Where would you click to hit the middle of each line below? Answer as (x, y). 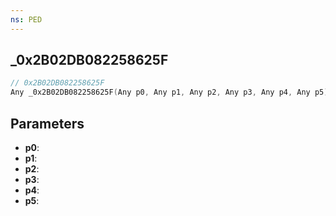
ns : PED (26, 19)
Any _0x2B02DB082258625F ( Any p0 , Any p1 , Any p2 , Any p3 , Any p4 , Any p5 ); (171, 92)
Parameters (47, 123)
